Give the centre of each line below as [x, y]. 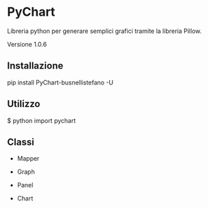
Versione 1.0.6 [27, 44]
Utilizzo [24, 104]
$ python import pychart [42, 120]
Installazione [35, 66]
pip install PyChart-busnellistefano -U [60, 82]
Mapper [28, 159]
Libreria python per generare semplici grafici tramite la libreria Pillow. [104, 31]
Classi [21, 142]
